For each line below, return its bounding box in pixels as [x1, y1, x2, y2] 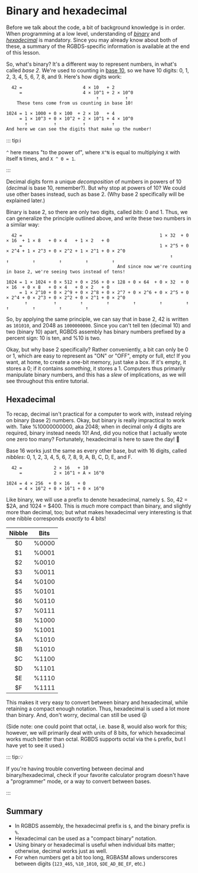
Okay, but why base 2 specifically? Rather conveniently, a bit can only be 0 [6, 346, 189, 353]
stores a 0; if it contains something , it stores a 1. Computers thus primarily [6, 365, 186, 372]
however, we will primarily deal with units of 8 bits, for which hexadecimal [6, 729, 186, 736]
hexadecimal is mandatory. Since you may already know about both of [6, 36, 178, 43]
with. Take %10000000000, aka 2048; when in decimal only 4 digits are [6, 423, 181, 430]
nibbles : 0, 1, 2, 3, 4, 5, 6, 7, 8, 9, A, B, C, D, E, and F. [6, 453, 133, 460]
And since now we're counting [117, 263, 192, 269]
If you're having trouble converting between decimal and [6, 765, 144, 772]
